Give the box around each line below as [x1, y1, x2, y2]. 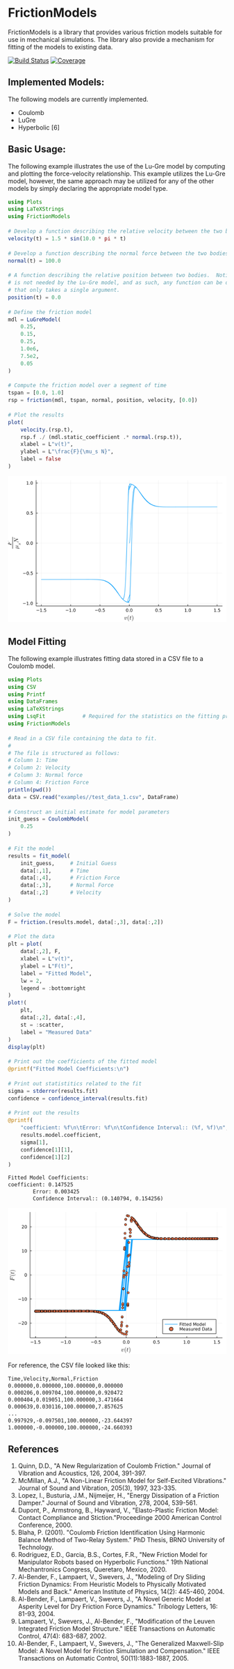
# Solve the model [8, 911, 61, 918]
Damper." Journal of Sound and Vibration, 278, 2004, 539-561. [17, 1499, 198, 1507]
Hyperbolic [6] [17, 123, 60, 132]
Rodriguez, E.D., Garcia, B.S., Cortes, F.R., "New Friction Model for [17, 1551, 208, 1559]
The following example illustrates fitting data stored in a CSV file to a [8, 654, 203, 662]
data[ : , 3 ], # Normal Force [20, 882, 114, 889]
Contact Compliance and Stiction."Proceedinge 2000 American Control [17, 1514, 222, 1522]
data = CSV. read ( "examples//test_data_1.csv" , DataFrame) [8, 793, 179, 800]
